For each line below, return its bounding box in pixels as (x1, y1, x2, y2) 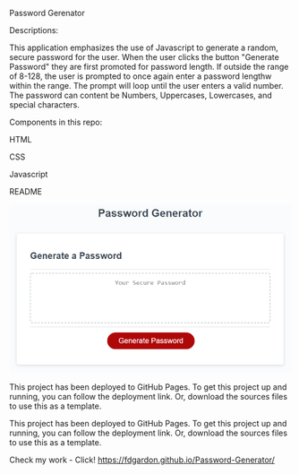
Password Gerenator (9, 8, 85, 18)
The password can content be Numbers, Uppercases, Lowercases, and (9, 90, 273, 100)
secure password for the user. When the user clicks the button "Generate (9, 52, 279, 62)
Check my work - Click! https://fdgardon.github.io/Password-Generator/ (9, 454, 276, 465)
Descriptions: (9, 25, 59, 35)
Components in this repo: (9, 116, 103, 127)
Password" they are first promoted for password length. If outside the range (9, 62, 289, 72)
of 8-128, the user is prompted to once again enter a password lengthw (9, 71, 272, 82)
